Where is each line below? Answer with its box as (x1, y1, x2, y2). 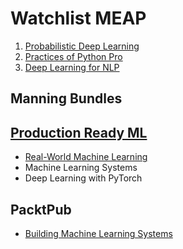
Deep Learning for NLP (24, 61, 120, 73)
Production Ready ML (10, 124, 148, 141)
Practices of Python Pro (24, 50, 123, 62)
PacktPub (10, 201, 72, 218)
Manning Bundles (10, 90, 123, 107)
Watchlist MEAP (10, 7, 147, 30)
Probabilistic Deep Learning (24, 40, 140, 52)
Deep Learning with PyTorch (24, 172, 143, 184)
